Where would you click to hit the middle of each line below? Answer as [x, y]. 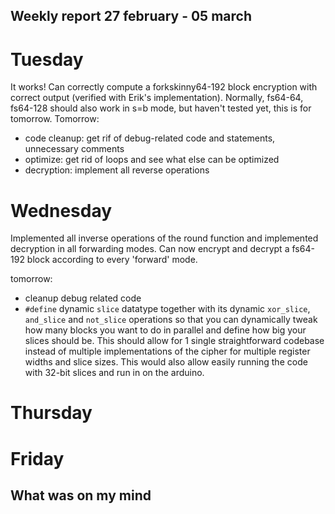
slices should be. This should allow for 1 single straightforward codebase [174, 341]
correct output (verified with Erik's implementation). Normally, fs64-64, [157, 98]
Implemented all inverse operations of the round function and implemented [164, 238]
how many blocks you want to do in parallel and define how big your [165, 330]
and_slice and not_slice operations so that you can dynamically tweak [171, 320]
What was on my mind [81, 495]
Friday [37, 458]
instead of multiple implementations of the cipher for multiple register [167, 351]
